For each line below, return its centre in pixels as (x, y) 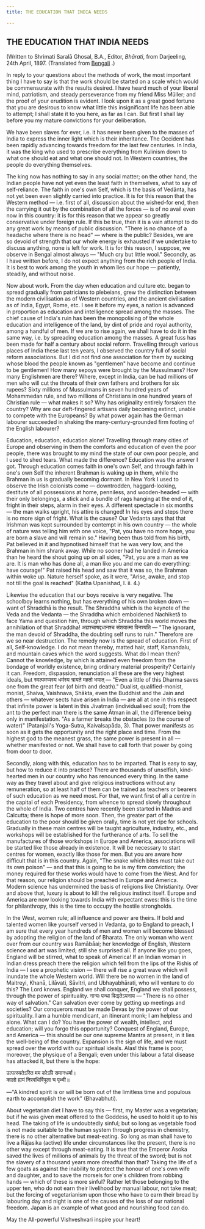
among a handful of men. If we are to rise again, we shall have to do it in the (102, 331)
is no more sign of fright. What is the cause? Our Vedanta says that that (96, 518)
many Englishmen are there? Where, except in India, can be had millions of (100, 377)
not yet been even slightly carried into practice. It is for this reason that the (100, 196)
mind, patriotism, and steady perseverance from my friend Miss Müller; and (101, 95)
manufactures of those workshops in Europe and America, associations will (101, 841)
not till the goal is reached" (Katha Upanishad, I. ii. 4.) (73, 583)
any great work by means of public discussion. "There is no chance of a (97, 228)
